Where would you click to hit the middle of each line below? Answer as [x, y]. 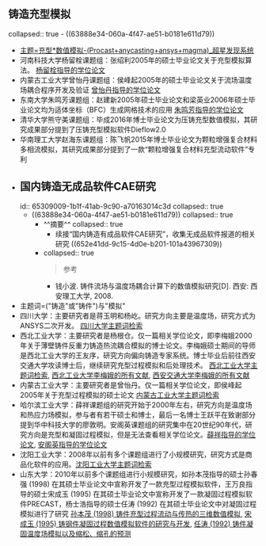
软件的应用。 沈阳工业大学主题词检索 [93, 464]
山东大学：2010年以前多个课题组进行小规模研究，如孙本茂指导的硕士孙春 [139, 474]
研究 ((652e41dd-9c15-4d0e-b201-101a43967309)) [139, 243]
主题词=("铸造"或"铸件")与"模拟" [72, 305]
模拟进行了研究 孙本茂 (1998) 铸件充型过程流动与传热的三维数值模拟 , [131, 514]
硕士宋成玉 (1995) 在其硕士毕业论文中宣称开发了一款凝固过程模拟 [140, 494]
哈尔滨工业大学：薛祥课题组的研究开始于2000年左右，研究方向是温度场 [136, 405]
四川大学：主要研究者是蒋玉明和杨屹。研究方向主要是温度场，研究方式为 [137, 315]
